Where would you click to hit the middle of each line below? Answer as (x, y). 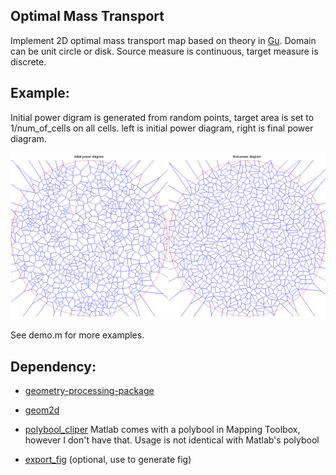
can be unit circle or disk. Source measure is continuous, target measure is (164, 51)
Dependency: (53, 366)
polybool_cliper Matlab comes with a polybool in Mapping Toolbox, (162, 430)
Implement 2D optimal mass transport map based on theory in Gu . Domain (163, 40)
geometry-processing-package (89, 391)
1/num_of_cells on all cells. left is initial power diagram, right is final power (162, 128)
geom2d (42, 410)
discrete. (28, 61)
